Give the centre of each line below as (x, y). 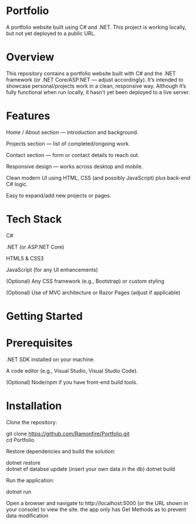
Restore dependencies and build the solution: (61, 451)
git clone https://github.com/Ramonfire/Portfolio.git (68, 433)
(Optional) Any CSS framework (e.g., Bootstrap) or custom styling (85, 281)
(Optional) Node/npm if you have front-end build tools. (72, 382)
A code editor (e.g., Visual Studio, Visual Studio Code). (72, 371)
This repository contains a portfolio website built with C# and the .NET (91, 73)
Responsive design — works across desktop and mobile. (75, 166)
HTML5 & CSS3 (25, 258)
